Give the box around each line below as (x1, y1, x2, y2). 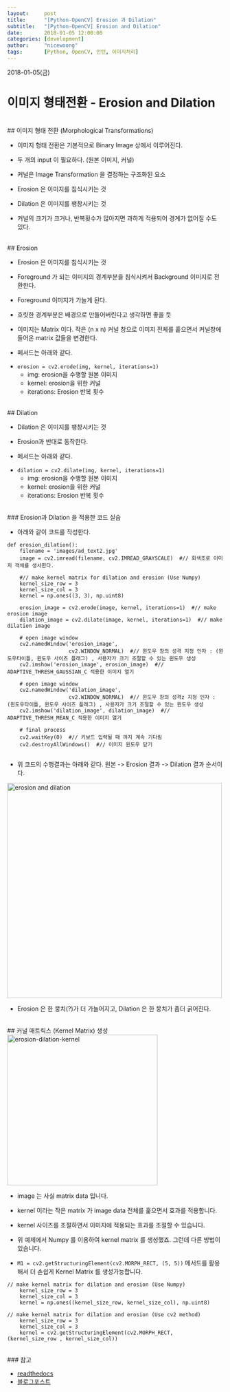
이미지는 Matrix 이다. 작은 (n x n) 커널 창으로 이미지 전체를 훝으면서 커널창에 (16, 325, 222, 333)
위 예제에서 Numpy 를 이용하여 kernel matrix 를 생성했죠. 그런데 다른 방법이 (16, 1235, 221, 1243)
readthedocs (16, 1369, 54, 1378)
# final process (19, 726, 67, 733)
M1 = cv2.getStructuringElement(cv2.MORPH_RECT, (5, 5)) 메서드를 (16, 1258, 207, 1267)
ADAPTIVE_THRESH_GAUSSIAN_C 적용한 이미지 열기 (7, 668, 135, 675)
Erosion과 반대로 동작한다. (16, 437, 89, 445)
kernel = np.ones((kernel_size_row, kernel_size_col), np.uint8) (19, 1299, 211, 1306)
